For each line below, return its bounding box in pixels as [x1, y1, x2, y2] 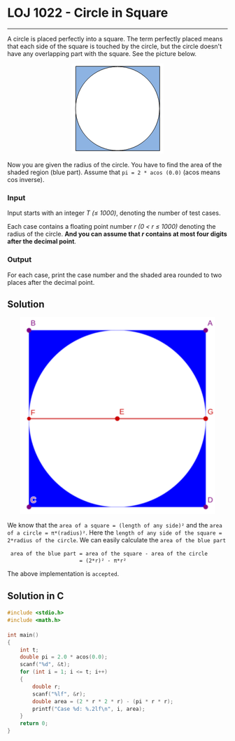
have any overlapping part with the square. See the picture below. [7, 49, 197, 57]
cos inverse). [7, 175, 45, 183]
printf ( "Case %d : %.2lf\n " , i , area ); [32, 705, 145, 712]
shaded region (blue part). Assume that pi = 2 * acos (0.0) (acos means [7, 168, 220, 176]
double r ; [32, 683, 61, 690]
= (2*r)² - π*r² [79, 558, 127, 565]
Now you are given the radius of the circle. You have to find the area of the [7, 160, 222, 169]
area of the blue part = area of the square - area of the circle [10, 551, 208, 558]
